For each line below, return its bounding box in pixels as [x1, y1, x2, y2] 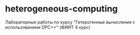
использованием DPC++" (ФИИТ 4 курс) [5, 24, 91, 30]
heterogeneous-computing [5, 3, 118, 14]
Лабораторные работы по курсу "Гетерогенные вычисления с [5, 19, 136, 25]
